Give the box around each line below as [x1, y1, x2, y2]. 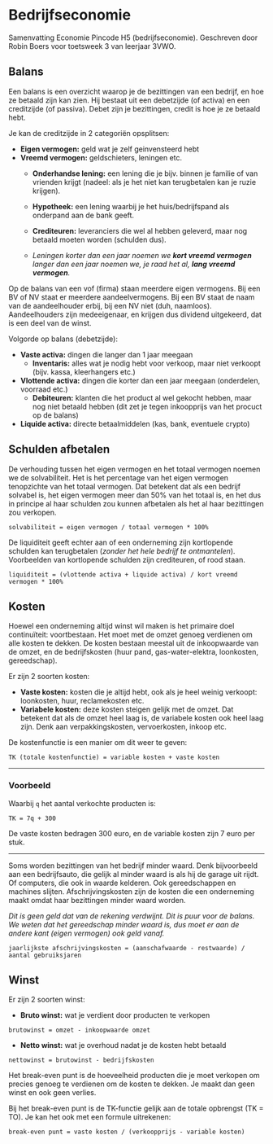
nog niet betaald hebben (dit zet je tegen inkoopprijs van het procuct [32, 401, 262, 411]
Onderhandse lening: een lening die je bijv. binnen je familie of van [32, 169, 258, 178]
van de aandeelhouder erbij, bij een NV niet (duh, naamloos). [8, 300, 213, 310]
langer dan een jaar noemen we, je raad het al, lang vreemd [32, 259, 236, 269]
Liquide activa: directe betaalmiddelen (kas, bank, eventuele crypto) [19, 419, 250, 428]
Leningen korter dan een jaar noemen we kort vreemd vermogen [32, 250, 252, 260]
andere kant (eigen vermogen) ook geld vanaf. [8, 928, 165, 938]
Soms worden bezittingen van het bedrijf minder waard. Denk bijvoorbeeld [8, 861, 258, 870]
